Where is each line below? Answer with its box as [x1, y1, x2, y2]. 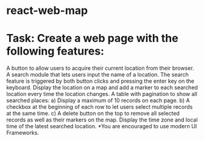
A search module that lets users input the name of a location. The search [6, 71, 189, 78]
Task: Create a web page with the [6, 32, 178, 46]
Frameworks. [6, 129, 40, 137]
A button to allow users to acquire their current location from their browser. [6, 64, 194, 72]
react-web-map [6, 4, 88, 18]
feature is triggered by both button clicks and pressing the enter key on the [6, 77, 195, 85]
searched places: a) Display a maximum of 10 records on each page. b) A [6, 97, 190, 104]
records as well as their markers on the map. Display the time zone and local [6, 116, 198, 123]
